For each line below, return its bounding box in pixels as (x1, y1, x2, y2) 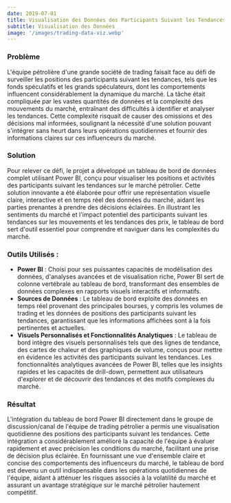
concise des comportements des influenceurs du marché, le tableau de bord (7, 459, 224, 467)
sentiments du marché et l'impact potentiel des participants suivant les (7, 210, 208, 218)
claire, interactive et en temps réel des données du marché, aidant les (7, 196, 205, 204)
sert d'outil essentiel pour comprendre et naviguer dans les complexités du (7, 225, 220, 233)
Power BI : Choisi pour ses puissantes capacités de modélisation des (16, 265, 213, 274)
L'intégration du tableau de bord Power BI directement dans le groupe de (7, 415, 213, 424)
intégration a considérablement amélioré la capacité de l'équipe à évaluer (7, 437, 215, 445)
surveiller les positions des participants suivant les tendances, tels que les (7, 75, 217, 83)
